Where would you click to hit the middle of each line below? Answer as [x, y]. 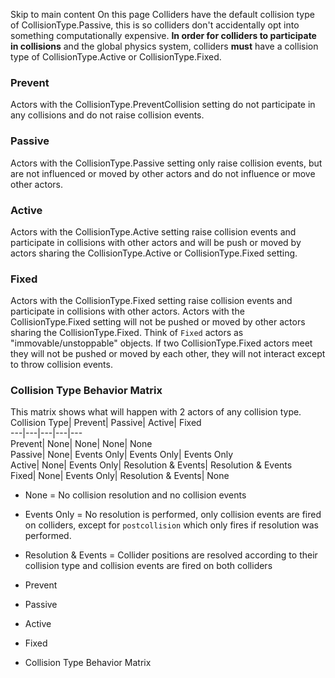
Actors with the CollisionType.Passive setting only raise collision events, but [166, 163]
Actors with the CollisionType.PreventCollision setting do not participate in [163, 105]
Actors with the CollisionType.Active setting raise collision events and [153, 231]
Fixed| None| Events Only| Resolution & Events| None [120, 476]
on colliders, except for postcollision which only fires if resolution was [171, 525]
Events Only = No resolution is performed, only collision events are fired [173, 515]
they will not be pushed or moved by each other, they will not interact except [168, 354]
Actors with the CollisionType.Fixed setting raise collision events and [151, 301]
